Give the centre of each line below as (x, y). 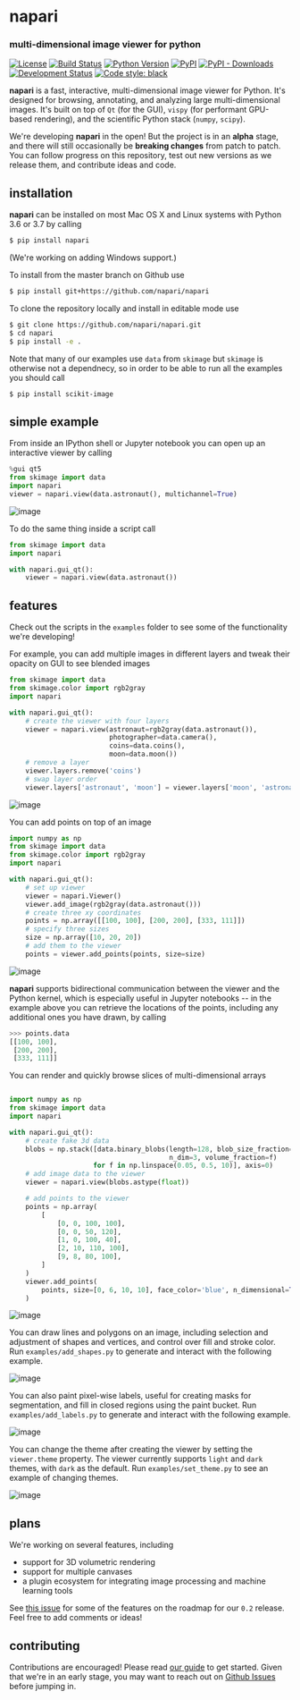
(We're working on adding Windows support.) (93, 258)
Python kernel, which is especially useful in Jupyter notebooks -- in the (141, 998)
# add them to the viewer (74, 946)
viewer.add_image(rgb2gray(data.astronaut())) (113, 904)
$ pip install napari (50, 241)
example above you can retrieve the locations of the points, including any (144, 1007)
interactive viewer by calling (61, 452)
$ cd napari (31, 333)
